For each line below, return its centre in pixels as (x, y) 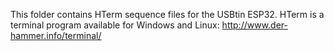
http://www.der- (255, 25)
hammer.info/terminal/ (56, 35)
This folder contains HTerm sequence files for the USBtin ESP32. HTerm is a (167, 14)
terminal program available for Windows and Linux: (115, 25)
